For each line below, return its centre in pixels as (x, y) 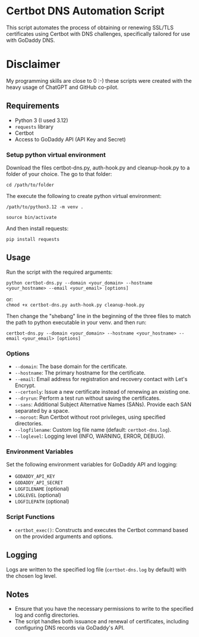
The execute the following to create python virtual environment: (84, 196)
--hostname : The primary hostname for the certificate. (80, 373)
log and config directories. (47, 615)
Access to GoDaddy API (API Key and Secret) (70, 139)
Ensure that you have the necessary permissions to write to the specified (104, 609)
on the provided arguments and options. (64, 536)
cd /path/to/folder (30, 185)
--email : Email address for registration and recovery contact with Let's (101, 379)
